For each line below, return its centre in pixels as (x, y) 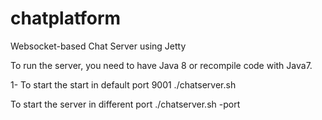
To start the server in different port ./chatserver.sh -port (125, 104)
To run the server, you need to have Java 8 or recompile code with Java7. (161, 65)
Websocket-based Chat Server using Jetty (98, 46)
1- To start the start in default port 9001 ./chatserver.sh (123, 84)
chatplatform (66, 18)
